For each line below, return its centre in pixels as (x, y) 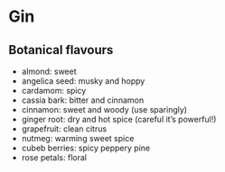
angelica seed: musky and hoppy (83, 81)
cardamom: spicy (54, 91)
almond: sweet (49, 71)
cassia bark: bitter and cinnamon (83, 100)
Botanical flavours (61, 50)
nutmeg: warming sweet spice (78, 138)
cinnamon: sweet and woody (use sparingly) (104, 109)
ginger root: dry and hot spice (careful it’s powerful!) (119, 119)
